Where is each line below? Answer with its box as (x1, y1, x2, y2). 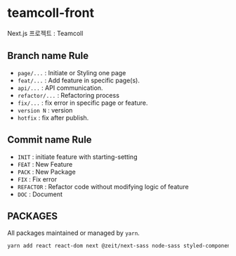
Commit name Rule (7, 134, 93, 146)
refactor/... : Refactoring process (17, 91, 119, 99)
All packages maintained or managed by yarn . (7, 229, 140, 237)
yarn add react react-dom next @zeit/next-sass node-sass (7, 243, 181, 250)
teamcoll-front (7, 5, 95, 21)
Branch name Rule (7, 50, 89, 62)
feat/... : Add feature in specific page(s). (17, 76, 140, 84)
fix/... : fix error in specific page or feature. (17, 98, 148, 107)
